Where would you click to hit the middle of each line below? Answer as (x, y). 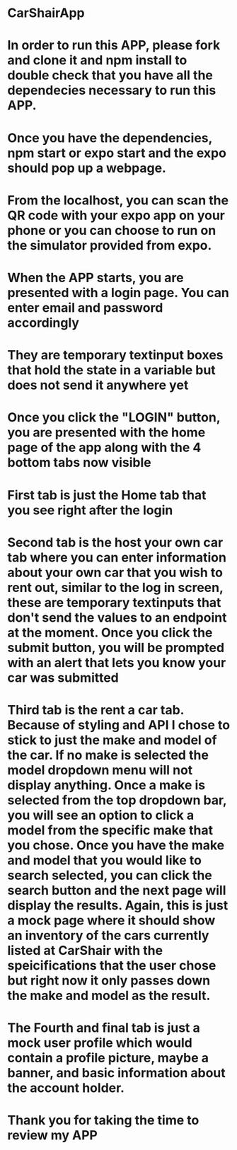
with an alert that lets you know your (117, 662)
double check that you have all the (110, 75)
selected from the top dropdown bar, (117, 800)
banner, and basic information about (117, 1073)
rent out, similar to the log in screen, (115, 587)
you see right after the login (90, 510)
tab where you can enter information (117, 557)
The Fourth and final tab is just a (104, 1028)
